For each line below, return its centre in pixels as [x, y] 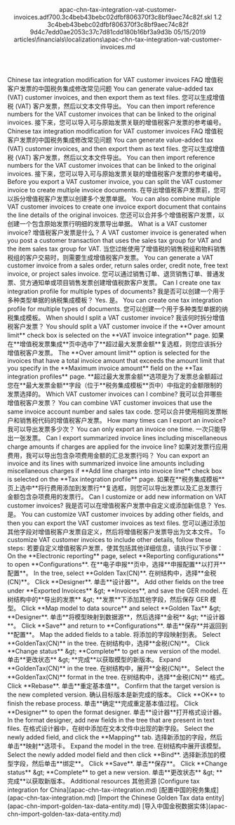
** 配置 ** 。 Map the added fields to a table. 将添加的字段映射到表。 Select [114, 634]
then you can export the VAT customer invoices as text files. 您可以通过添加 [116, 523]
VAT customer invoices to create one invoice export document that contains [117, 206]
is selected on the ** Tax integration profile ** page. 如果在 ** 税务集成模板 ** [116, 479]
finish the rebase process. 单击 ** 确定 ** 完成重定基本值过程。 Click [103, 703]
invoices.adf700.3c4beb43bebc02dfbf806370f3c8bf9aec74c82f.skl [113, 17]
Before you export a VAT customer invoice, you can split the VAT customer [115, 181]
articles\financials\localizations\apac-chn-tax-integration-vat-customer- [118, 39]
